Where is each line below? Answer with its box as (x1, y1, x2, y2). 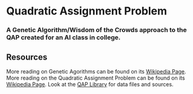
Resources (6, 52, 48, 62)
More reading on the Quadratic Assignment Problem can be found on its (6, 74, 185, 81)
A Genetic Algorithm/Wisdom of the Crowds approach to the (6, 26, 187, 34)
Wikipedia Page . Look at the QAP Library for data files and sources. (6, 80, 174, 88)
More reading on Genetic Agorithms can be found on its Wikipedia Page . (6, 67, 186, 75)
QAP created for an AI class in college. (6, 33, 121, 42)
